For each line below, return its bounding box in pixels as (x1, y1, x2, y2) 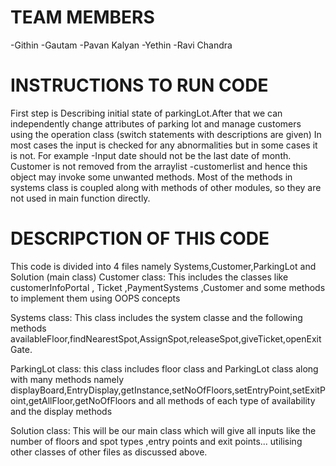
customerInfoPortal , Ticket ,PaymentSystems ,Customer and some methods (10, 281, 326, 293)
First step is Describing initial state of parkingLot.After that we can (10, 107, 283, 119)
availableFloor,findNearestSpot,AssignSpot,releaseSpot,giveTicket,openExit (10, 332, 322, 345)
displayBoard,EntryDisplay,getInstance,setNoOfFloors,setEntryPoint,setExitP (10, 384, 326, 396)
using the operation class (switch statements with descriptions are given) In (10, 128, 322, 140)
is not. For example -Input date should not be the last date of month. (10, 149, 292, 161)
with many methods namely (10, 373, 125, 385)
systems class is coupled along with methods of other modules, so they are (10, 181, 322, 193)
